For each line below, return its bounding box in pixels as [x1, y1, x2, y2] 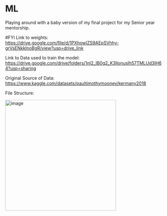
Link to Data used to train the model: [5, 54, 80, 60]
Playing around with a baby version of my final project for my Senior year [5, 19, 156, 25]
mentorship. [5, 24, 30, 30]
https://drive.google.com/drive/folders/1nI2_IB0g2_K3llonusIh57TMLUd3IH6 [5, 60, 162, 66]
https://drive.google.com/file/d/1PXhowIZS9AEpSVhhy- [5, 39, 119, 45]
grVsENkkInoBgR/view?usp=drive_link [5, 45, 84, 51]
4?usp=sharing [5, 65, 36, 71]
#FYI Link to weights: [5, 34, 48, 40]
